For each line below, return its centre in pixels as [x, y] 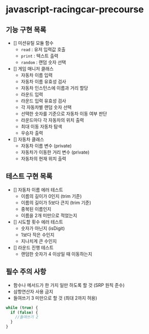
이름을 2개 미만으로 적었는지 [49, 215]
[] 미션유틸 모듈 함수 [33, 43]
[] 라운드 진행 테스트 [33, 247]
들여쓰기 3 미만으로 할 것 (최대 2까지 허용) [55, 298]
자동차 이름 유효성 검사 [44, 81]
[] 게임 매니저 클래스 [33, 69]
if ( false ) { [24, 312]
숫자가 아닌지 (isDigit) [43, 228]
